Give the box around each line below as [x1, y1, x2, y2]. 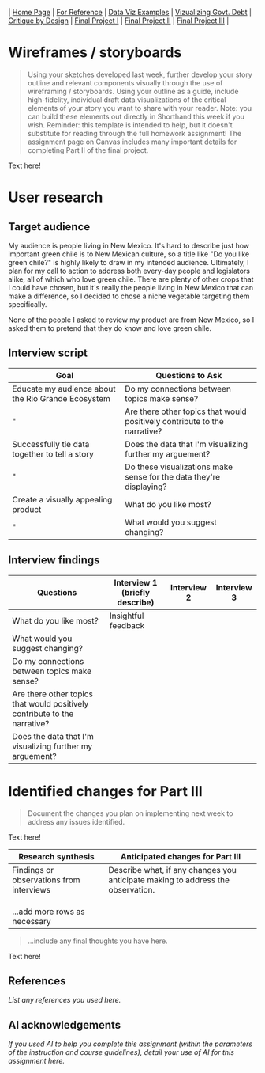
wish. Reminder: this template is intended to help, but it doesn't [27, 119, 233, 130]
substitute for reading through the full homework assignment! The [27, 128, 242, 138]
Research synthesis [18, 851, 95, 862]
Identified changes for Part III [8, 782, 203, 800]
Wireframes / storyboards [8, 44, 182, 62]
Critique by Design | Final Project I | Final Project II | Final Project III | [8, 16, 230, 25]
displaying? [125, 481, 167, 492]
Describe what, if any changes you [108, 864, 237, 875]
